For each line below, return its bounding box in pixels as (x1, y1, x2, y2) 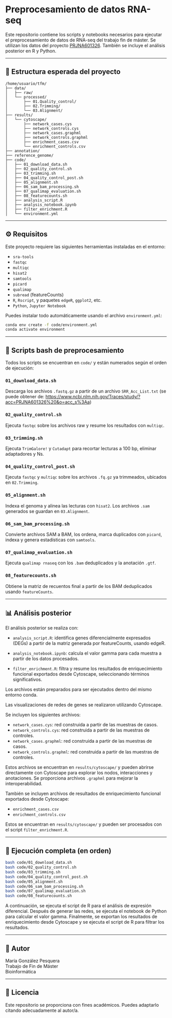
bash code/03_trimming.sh (5, 869, 60, 874)
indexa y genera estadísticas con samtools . (5, 537, 96, 543)
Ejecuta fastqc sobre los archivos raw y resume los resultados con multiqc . (5, 422, 165, 429)
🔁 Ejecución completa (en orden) (5, 846, 112, 855)
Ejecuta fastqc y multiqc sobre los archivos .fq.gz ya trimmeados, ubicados (5, 474, 167, 480)
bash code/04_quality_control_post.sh (5, 874, 88, 880)
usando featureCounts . (5, 588, 54, 595)
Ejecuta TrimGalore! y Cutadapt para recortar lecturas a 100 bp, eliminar (5, 445, 157, 452)
